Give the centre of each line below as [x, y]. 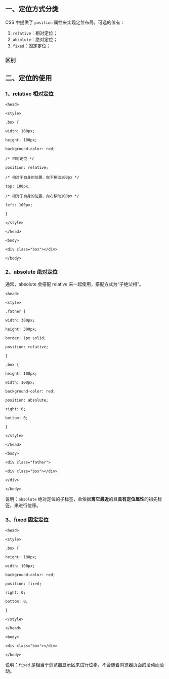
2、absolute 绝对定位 [32, 272]
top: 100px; [18, 187]
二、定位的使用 [29, 78]
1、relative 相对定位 [30, 94]
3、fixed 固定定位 [27, 520]
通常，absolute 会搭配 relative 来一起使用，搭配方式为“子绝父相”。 [74, 284]
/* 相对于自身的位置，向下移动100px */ [42, 177]
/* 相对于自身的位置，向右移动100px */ [42, 196]
